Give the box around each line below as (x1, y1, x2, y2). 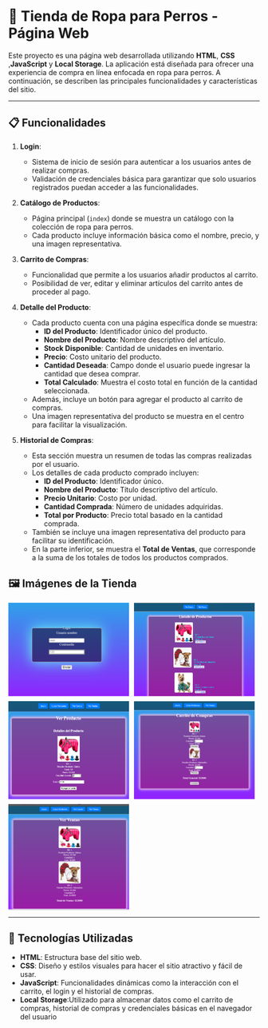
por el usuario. (31, 459, 80, 468)
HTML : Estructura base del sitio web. (19, 953, 142, 962)
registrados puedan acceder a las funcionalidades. (31, 182, 199, 192)
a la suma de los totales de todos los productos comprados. (31, 552, 229, 562)
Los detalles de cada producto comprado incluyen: (31, 468, 199, 477)
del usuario (19, 1012, 57, 1022)
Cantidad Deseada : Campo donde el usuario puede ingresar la (43, 360, 250, 370)
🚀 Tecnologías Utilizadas (8, 931, 133, 946)
